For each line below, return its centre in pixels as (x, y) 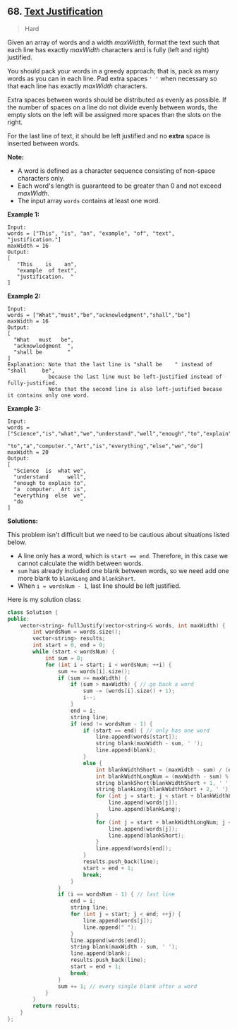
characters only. (41, 178)
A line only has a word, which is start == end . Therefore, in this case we (122, 555)
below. (17, 542)
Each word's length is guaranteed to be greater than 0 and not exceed (119, 186)
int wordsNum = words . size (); (77, 632)
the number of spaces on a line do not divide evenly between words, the (113, 107)
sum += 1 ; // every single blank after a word (127, 986)
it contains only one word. (49, 395)
